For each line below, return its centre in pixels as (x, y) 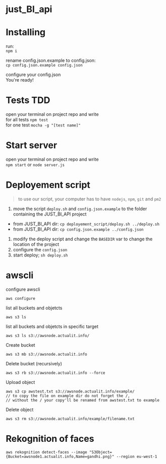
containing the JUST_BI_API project (50, 214)
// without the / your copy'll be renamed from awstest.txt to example (82, 400)
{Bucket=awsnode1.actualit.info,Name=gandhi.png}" (60, 456)
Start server (32, 145)
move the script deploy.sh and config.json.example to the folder (80, 209)
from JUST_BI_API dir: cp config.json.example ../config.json (78, 229)
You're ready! (20, 80)
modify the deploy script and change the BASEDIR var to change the (83, 239)
